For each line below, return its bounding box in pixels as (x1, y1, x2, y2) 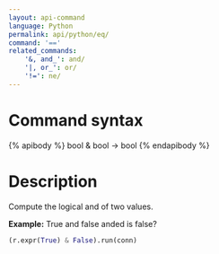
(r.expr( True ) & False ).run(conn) (8, 235, 138, 245)
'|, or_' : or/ (24, 64, 77, 73)
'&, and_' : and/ (24, 55, 86, 64)
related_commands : (8, 47, 77, 56)
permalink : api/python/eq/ (8, 30, 109, 39)
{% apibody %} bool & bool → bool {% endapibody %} (8, 140, 210, 151)
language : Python (8, 22, 74, 31)
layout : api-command (8, 13, 86, 22)
